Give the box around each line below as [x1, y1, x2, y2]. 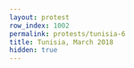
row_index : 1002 [9, 21, 70, 30]
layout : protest [9, 12, 70, 22]
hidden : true [9, 46, 58, 55]
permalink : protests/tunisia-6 [9, 29, 126, 38]
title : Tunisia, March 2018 [9, 37, 114, 47]
